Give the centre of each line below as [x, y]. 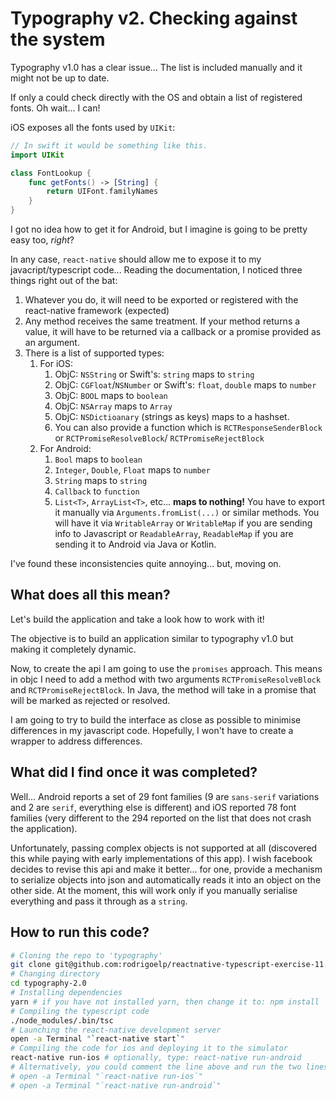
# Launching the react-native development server [116, 1030]
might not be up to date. [60, 78]
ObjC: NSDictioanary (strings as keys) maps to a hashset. [172, 417]
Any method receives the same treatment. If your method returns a [162, 321]
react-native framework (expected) [97, 311]
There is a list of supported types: [94, 353]
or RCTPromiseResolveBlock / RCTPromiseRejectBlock [159, 438]
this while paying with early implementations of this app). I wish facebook [161, 858]
